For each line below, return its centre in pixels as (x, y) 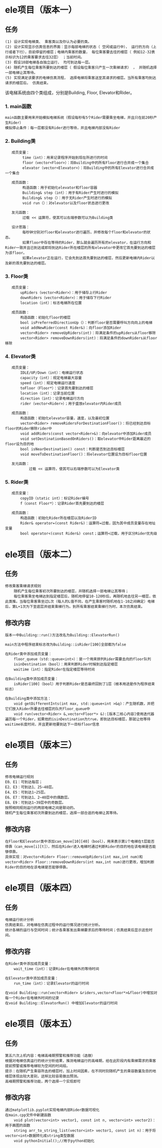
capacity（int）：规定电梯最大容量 (51, 378)
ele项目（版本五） (41, 1024)
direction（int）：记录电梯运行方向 (52, 399)
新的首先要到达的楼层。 (28, 263)
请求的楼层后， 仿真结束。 (28, 83)
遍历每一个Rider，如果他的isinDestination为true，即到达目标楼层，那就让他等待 (78, 719)
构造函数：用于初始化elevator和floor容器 (60, 187)
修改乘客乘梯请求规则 (23, 586)
